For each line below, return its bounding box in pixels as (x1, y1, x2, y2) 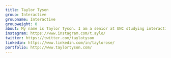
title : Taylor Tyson (5, 7, 49, 13)
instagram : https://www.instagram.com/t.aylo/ (5, 31, 106, 36)
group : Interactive (5, 12, 47, 17)
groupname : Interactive (5, 17, 56, 22)
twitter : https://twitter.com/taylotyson (5, 36, 95, 41)
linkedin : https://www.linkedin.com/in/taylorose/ (5, 40, 115, 45)
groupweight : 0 (5, 21, 38, 27)
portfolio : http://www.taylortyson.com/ (5, 45, 93, 50)
